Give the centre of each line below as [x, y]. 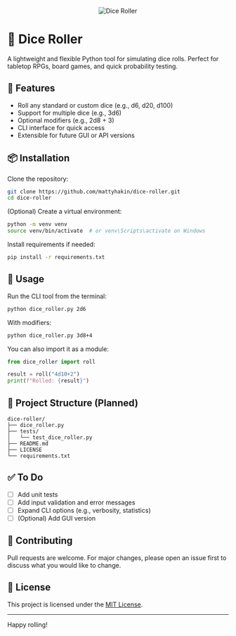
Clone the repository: [38, 179]
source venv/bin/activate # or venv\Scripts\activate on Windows [106, 231]
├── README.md [28, 443]
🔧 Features [31, 88]
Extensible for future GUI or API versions [76, 135]
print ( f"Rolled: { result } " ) [48, 381]
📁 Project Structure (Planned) [73, 403]
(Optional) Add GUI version [57, 518]
